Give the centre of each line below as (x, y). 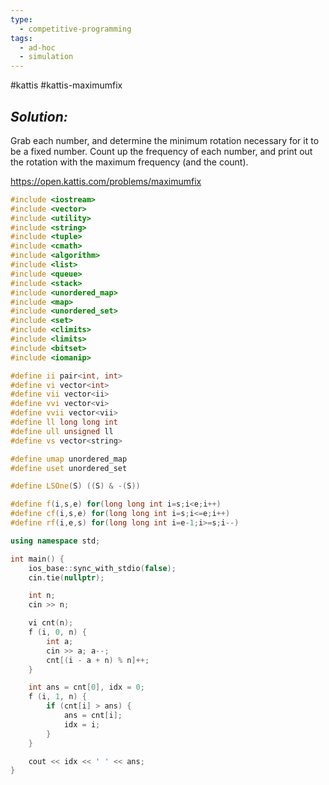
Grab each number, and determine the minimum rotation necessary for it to (165, 140)
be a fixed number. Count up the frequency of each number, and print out (161, 151)
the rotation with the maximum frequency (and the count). (129, 162)
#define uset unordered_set (69, 468)
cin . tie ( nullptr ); (66, 577)
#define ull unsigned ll (62, 431)
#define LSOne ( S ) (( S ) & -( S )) (75, 486)
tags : (21, 38)
